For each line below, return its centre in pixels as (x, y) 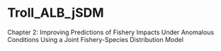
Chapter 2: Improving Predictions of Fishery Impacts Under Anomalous (111, 32)
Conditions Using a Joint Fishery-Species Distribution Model (96, 39)
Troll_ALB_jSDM (56, 13)
